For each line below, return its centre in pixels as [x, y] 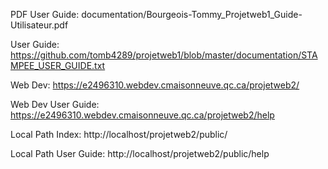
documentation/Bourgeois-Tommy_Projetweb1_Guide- [192, 14]
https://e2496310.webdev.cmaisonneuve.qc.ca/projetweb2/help [142, 115]
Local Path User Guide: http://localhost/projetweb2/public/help [140, 153]
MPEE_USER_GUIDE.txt [58, 65]
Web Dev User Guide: [55, 104]
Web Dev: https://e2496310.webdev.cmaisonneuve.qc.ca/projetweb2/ [155, 85]
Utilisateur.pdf [39, 25]
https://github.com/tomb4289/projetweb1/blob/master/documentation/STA [164, 55]
